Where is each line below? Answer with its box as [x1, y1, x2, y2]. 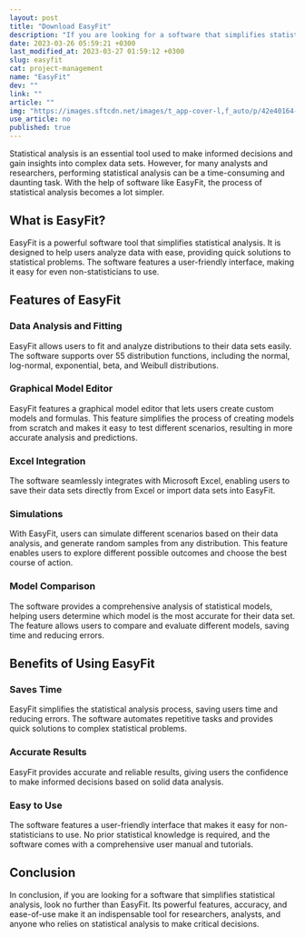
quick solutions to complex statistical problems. [9, 723, 188, 734]
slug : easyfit [9, 55, 64, 65]
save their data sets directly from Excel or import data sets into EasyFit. [9, 485, 276, 496]
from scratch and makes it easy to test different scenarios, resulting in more [9, 422, 293, 433]
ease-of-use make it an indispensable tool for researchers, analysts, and [9, 908, 281, 919]
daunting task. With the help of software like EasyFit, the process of [9, 177, 263, 187]
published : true [9, 124, 71, 133]
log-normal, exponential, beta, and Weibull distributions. [9, 360, 220, 371]
